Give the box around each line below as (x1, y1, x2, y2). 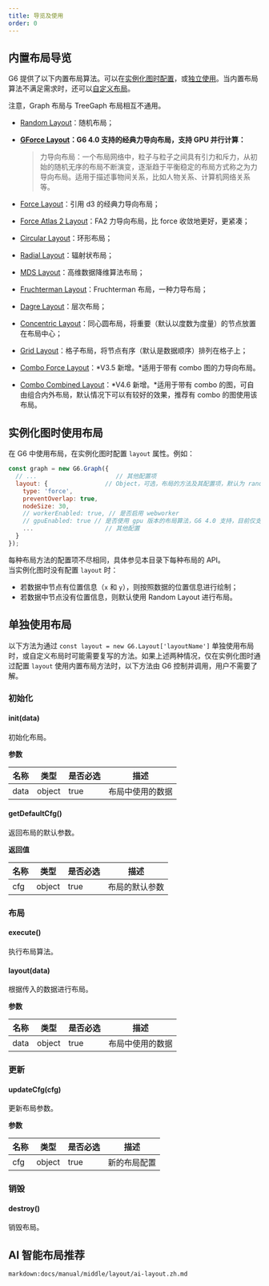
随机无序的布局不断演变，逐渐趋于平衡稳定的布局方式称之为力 (54, 162, 258, 172)
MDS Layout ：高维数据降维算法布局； (19, 267, 145, 277)
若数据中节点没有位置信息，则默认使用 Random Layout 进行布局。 (19, 592, 238, 602)
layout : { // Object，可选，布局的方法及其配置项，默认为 (15, 480, 245, 488)
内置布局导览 (8, 51, 72, 64)
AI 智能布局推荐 (8, 1248, 86, 1262)
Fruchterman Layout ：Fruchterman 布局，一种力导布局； (19, 284, 208, 294)
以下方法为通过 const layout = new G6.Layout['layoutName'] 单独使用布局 (8, 640, 255, 651)
